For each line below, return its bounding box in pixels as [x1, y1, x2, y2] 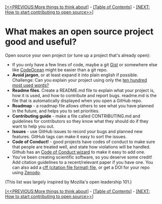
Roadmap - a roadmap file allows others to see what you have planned [12, 102, 154, 108]
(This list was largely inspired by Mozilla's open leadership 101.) [5, 179, 132, 185]
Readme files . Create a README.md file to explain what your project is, [12, 87, 155, 93]
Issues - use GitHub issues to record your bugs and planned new [12, 128, 143, 134]
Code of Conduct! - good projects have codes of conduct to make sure [12, 139, 155, 145]
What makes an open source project [5, 26, 154, 37]
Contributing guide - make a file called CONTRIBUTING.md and [12, 113, 141, 119]
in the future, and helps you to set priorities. [12, 108, 100, 114]
